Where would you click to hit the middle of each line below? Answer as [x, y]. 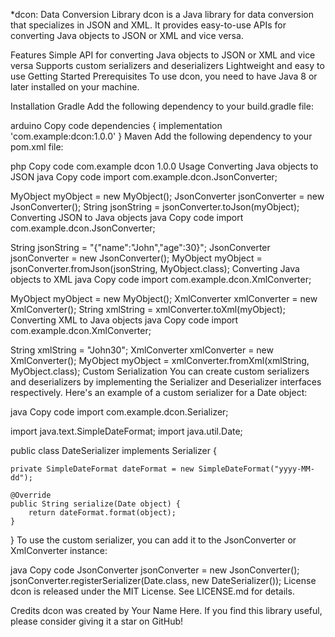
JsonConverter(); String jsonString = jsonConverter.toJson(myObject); [155, 207]
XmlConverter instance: [59, 550]
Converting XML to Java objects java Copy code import [124, 320]
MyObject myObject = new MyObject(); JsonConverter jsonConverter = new [167, 196]
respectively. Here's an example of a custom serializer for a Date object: [159, 392]
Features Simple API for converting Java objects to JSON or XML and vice [163, 55]
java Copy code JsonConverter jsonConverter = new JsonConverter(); [155, 570]
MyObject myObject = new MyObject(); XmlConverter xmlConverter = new [164, 298]
